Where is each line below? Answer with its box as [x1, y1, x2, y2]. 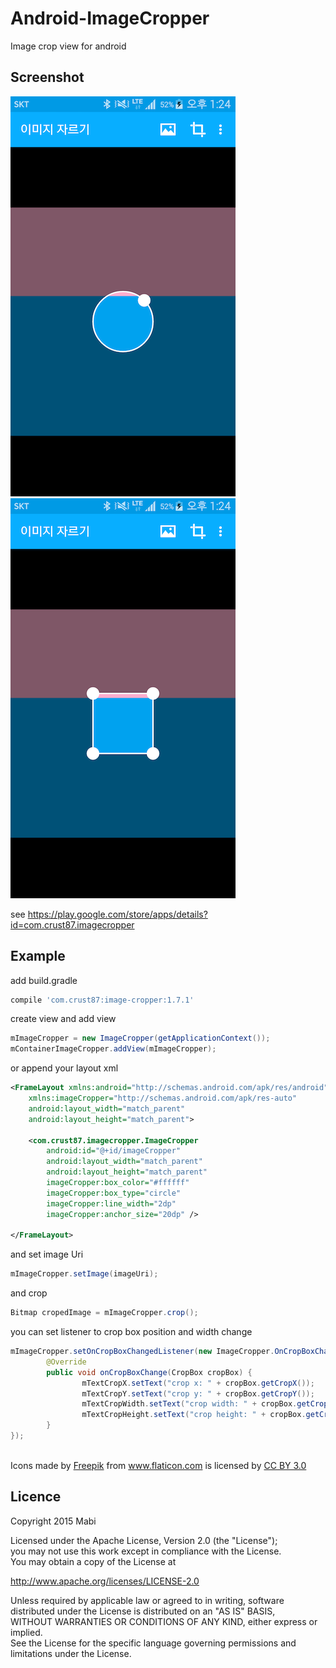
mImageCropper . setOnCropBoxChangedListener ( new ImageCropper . [10, 1347, 275, 1357]
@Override [46, 1357, 87, 1367]
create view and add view [10, 1013, 117, 1025]
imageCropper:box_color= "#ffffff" [46, 1178, 190, 1188]
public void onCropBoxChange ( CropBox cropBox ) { [46, 1367, 253, 1377]
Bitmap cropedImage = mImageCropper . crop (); [10, 1308, 199, 1318]
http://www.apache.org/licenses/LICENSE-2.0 [10, 1575, 200, 1587]
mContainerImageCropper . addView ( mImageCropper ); [10, 1044, 217, 1054]
